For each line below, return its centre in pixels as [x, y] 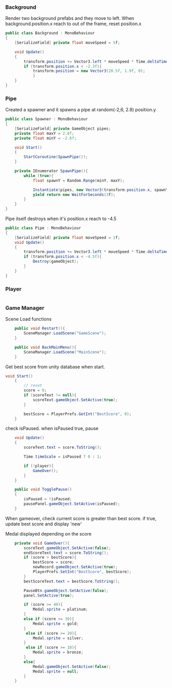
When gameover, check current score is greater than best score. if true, [81, 518]
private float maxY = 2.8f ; [44, 133]
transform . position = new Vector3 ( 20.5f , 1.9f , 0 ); [89, 71]
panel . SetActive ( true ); [49, 595]
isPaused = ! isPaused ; [48, 499]
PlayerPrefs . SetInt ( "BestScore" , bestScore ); [82, 572]
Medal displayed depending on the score [48, 534]
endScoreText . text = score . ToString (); [66, 553]
